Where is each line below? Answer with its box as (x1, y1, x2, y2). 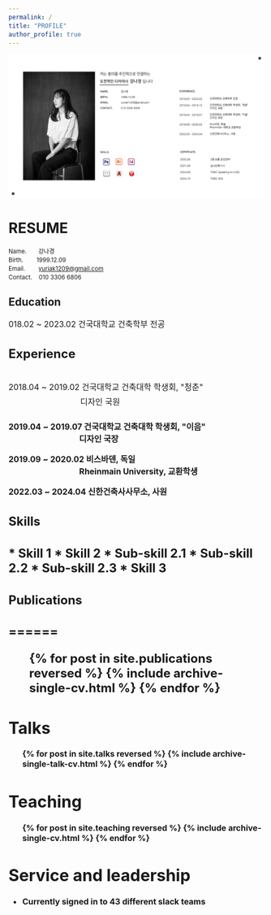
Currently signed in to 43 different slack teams (22, 895, 206, 907)
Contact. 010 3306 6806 (8, 273, 82, 281)
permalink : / (8, 13, 53, 21)
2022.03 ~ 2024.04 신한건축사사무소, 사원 (8, 486, 168, 497)
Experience (8, 346, 75, 362)
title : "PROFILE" (8, 21, 67, 30)
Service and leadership (8, 865, 191, 886)
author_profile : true (8, 30, 82, 38)
